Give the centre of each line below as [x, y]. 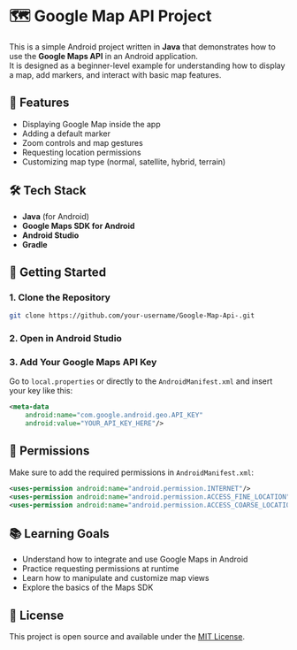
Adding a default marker [66, 134]
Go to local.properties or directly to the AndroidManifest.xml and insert [141, 381]
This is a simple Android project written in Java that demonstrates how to [142, 46]
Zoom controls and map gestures [82, 142]
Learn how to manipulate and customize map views [115, 578]
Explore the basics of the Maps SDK [88, 587]
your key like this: [41, 391]
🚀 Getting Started [58, 272]
